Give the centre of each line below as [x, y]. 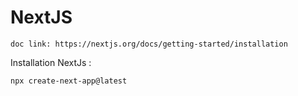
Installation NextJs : [51, 62]
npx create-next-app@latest [69, 81]
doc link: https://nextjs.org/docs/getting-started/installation [149, 44]
